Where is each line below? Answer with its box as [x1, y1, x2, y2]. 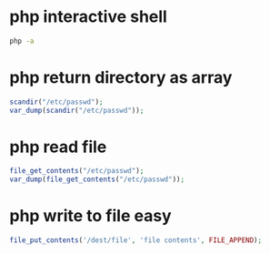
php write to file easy [9, 206, 172, 227]
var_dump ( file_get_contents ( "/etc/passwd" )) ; [9, 175, 185, 184]
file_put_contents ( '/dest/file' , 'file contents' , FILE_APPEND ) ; [9, 236, 262, 245]
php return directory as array [9, 67, 233, 87]
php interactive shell [9, 6, 168, 27]
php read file [9, 137, 107, 157]
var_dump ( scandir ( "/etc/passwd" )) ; [9, 106, 145, 115]
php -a [9, 36, 35, 46]
